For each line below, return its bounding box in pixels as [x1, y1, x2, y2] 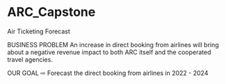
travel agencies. [7, 55, 54, 63]
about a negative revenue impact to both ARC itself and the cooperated [7, 48, 211, 56]
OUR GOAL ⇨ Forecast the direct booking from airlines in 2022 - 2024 [7, 69, 209, 77]
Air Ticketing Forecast [7, 27, 71, 35]
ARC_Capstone [7, 4, 96, 20]
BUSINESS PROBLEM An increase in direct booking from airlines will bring [7, 40, 219, 49]
